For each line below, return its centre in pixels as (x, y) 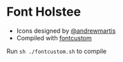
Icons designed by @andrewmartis (66, 31)
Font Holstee (44, 12)
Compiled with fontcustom (54, 37)
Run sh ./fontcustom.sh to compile (57, 51)
